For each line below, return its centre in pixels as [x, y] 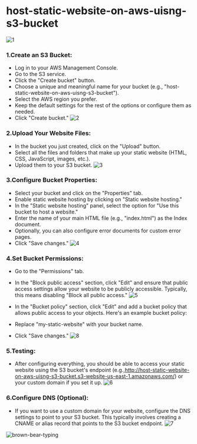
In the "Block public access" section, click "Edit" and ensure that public [101, 283]
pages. [23, 236]
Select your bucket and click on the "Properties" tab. [79, 193]
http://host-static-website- [157, 370]
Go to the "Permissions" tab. [49, 271]
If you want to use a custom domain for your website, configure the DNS [102, 410]
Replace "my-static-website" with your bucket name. [79, 324]
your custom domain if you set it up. [58, 383]
